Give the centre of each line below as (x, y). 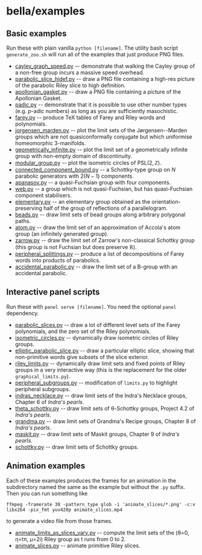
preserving (28, 208)
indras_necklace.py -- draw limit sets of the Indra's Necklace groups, (101, 395)
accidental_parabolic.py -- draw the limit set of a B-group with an (96, 267)
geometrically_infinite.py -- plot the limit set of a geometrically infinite (101, 150)
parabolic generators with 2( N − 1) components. (74, 176)
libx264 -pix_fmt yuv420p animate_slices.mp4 (64, 510)
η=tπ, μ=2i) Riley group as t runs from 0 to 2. (70, 539)
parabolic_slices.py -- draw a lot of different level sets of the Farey (98, 325)
